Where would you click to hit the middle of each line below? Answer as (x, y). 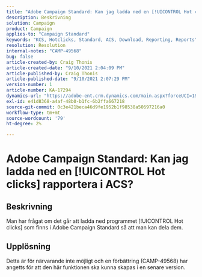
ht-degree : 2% (24, 124)
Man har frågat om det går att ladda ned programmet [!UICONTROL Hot (95, 221)
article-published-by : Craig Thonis (52, 73)
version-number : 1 (29, 85)
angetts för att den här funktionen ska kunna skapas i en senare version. (96, 267)
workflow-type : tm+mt (33, 113)
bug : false (20, 57)
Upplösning (29, 247)
